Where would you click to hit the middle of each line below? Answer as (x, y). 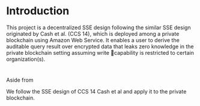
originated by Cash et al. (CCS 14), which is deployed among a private (93, 33)
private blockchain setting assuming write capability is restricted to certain (100, 52)
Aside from (20, 80)
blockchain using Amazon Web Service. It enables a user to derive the (93, 40)
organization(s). (26, 59)
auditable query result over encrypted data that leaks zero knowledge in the (100, 46)
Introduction (38, 11)
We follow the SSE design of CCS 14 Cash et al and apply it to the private (96, 92)
